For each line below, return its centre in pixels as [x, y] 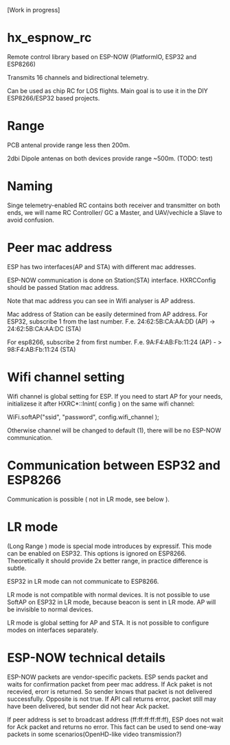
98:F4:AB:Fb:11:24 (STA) [42, 349]
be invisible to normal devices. [50, 609]
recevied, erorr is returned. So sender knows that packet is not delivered [110, 691]
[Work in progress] [34, 10]
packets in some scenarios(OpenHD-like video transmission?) [94, 734]
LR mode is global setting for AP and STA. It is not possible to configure [108, 622]
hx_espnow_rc [49, 38]
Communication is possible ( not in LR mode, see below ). [89, 499]
